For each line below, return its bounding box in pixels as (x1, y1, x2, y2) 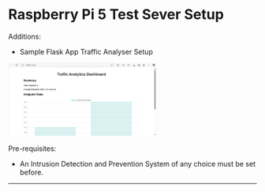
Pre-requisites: (8, 144, 57, 153)
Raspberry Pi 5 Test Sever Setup (8, 6, 225, 24)
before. (19, 168, 43, 177)
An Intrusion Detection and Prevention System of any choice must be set (19, 160, 256, 169)
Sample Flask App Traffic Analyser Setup (19, 47, 154, 56)
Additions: (8, 32, 42, 41)
